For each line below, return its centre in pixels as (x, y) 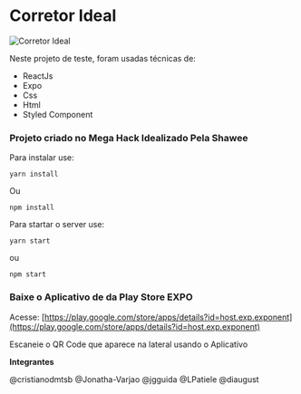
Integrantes (32, 361)
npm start (28, 274)
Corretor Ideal (63, 16)
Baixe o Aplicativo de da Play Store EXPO (101, 297)
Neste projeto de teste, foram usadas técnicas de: (103, 58)
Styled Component (58, 114)
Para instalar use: (42, 158)
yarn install (34, 174)
